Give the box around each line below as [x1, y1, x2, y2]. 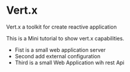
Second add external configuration [14, 52, 101, 60]
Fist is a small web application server [14, 46, 106, 54]
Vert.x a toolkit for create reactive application [6, 23, 117, 30]
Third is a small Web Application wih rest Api [14, 59, 125, 66]
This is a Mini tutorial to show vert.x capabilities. [6, 35, 125, 42]
